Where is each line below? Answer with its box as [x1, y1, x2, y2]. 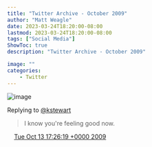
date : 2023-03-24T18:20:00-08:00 [7, 23, 103, 30]
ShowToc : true [7, 42, 48, 49]
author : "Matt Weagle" [7, 16, 72, 23]
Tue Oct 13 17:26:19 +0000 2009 [13, 132, 107, 141]
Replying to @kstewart [7, 106, 72, 114]
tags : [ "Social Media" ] [7, 36, 76, 43]
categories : [7, 67, 41, 74]
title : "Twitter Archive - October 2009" [7, 10, 128, 17]
